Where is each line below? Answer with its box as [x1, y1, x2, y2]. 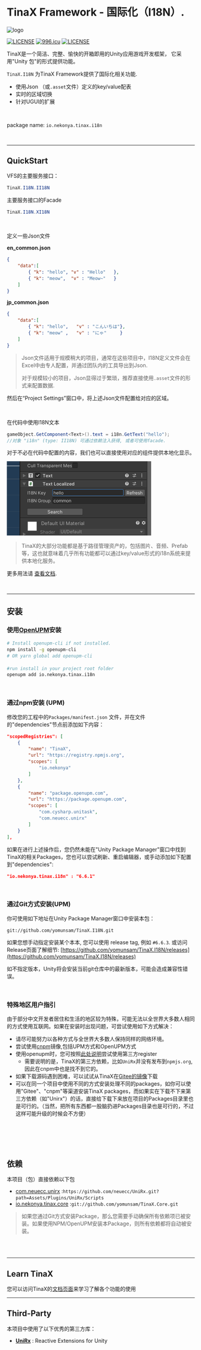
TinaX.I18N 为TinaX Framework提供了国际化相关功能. [7, 70, 138, 78]
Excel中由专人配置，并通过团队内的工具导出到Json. [21, 362, 148, 369]
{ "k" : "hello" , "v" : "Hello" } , [28, 269, 119, 275]
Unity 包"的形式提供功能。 [14, 57, 79, 64]
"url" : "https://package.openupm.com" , [28, 796, 128, 803]
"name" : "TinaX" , [28, 746, 71, 752]
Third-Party [7, 1308, 52, 1319]
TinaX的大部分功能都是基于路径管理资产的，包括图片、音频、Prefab [21, 543, 188, 550]
